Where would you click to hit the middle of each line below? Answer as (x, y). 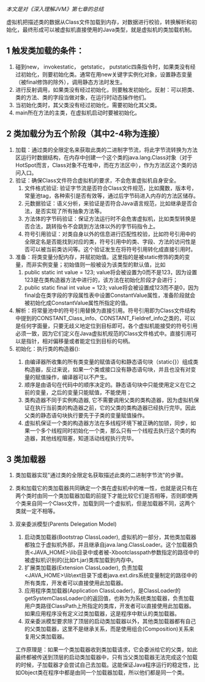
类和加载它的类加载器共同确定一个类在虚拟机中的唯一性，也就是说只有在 (106, 488)
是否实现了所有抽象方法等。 (70, 211)
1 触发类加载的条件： (45, 51)
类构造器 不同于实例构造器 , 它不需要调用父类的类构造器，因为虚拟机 (109, 400)
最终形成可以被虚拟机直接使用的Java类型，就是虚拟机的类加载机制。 (109, 30)
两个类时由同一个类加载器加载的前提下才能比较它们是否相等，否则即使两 (106, 496)
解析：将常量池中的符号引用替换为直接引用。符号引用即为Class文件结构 (105, 310)
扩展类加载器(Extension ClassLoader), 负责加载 (84, 568)
